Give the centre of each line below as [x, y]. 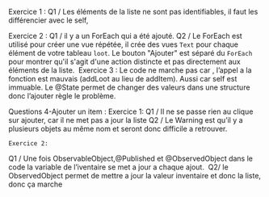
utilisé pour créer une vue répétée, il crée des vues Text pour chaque [124, 44]
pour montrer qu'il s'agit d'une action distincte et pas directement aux [124, 61]
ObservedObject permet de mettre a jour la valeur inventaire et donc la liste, [134, 176]
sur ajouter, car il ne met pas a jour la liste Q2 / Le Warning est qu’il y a [126, 120]
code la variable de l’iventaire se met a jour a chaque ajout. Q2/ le [118, 167]
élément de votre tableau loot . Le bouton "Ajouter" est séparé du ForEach [130, 53]
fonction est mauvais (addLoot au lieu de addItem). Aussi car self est [123, 79]
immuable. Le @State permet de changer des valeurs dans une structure [129, 87]
